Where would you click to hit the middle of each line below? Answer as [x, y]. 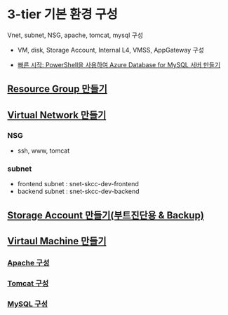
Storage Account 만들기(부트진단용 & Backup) [106, 215]
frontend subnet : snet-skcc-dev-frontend [78, 184]
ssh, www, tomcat [43, 150]
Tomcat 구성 [28, 283]
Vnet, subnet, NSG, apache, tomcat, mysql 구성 [75, 35]
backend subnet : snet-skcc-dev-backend [78, 191]
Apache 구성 [28, 263]
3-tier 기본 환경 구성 [62, 14]
